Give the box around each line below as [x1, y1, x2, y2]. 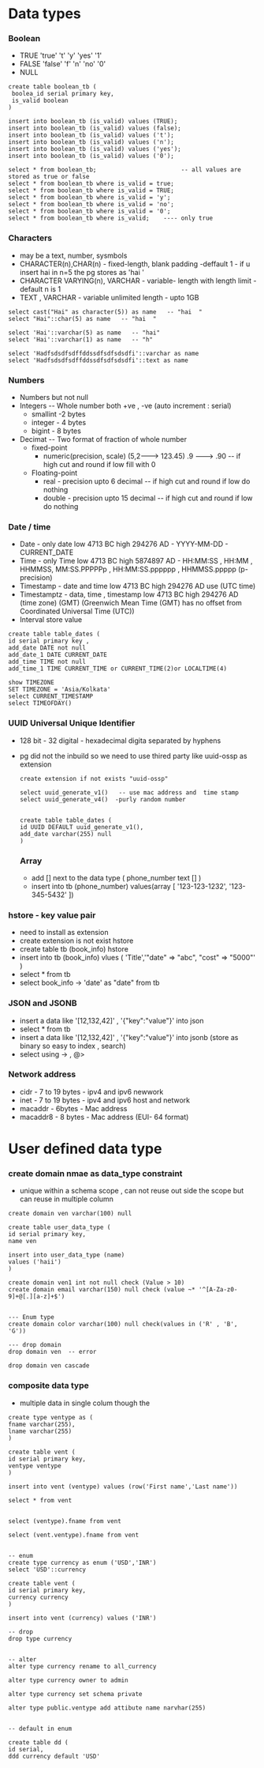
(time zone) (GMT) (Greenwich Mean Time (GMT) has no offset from [19, 598, 243, 608]
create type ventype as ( [8, 1413, 93, 1421]
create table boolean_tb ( [8, 83, 97, 91]
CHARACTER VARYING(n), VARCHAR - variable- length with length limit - [19, 276, 257, 285]
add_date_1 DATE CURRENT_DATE [8, 651, 108, 659]
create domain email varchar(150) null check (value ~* [8, 1286, 195, 1294]
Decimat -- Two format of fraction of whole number [19, 435, 188, 444]
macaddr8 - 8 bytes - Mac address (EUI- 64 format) [19, 1112, 189, 1121]
